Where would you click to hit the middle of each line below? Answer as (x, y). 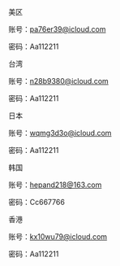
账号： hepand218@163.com (55, 185)
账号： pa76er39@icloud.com (57, 29)
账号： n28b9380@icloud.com (59, 81)
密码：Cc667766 (36, 202)
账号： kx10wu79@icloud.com (58, 237)
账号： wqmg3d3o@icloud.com (60, 133)
